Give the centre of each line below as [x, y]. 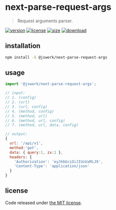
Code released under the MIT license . [44, 203]
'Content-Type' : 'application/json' [52, 166]
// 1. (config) [21, 98]
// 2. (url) [17, 102]
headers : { [21, 157]
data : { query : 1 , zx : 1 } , [36, 152]
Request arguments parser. [45, 21]
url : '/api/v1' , [26, 143]
